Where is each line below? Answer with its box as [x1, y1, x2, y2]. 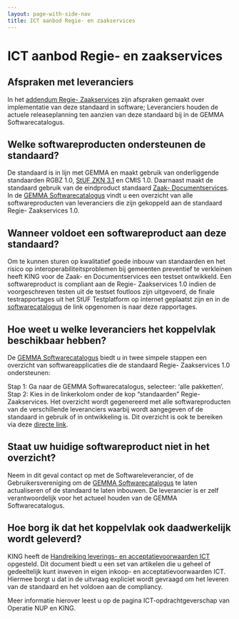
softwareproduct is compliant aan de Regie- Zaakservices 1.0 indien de [7, 280, 216, 289]
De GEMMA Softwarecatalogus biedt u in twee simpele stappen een [7, 353, 207, 362]
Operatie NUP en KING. [7, 603, 76, 612]
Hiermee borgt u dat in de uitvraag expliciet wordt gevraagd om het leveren [7, 575, 229, 583]
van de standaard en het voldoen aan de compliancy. [7, 582, 163, 590]
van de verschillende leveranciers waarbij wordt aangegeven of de [7, 404, 203, 414]
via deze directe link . [7, 420, 68, 429]
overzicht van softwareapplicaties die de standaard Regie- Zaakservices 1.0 [7, 361, 230, 369]
